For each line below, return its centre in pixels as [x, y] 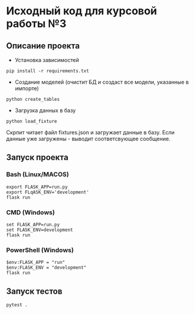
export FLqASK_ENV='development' [48, 192]
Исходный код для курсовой [82, 11]
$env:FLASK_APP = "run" [36, 263]
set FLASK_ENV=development [40, 230]
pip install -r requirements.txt [48, 71]
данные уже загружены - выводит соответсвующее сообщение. [89, 139]
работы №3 [36, 24]
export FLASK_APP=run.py [37, 187]
